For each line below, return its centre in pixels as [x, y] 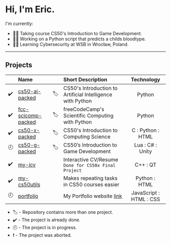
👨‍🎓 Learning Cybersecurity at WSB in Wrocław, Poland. [70, 44]
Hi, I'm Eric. [30, 9]
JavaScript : [146, 192]
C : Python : [145, 130]
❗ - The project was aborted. [42, 235]
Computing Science [87, 136]
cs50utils [29, 184]
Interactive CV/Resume [91, 159]
